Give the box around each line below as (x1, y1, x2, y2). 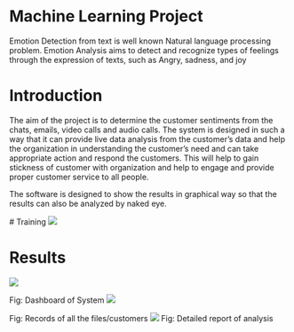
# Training (9, 216, 47, 227)
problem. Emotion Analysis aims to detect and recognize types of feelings (9, 44, 280, 55)
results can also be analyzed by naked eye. (9, 198, 167, 209)
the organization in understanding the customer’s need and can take (9, 143, 259, 154)
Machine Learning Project (9, 6, 204, 27)
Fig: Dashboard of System (9, 295, 105, 305)
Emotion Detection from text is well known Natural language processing (9, 36, 272, 46)
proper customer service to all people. (9, 171, 149, 182)
